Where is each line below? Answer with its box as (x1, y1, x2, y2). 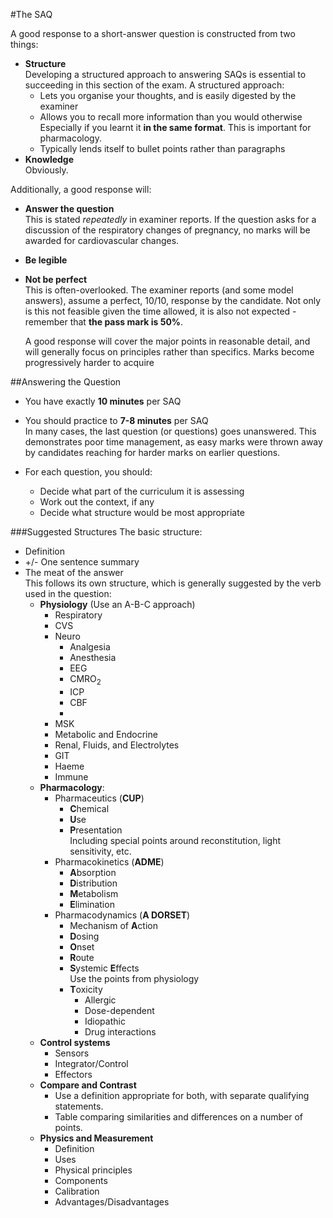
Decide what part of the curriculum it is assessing (39, 485, 245, 497)
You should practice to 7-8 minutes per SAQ (24, 415, 209, 426)
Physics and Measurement (39, 1132, 154, 1144)
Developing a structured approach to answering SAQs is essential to (24, 69, 307, 80)
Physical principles (54, 1164, 133, 1176)
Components (54, 1174, 108, 1186)
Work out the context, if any (39, 496, 155, 508)
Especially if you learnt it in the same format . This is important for (39, 122, 312, 133)
